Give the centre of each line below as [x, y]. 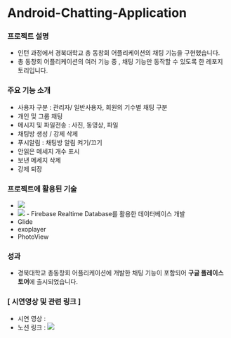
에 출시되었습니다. [54, 282]
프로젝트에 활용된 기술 [42, 189]
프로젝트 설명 [28, 37]
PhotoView [33, 237]
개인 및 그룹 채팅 [40, 116]
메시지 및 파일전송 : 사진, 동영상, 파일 [68, 125]
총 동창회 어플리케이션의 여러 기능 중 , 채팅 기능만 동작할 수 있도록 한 [111, 62]
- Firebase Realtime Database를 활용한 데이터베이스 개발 [106, 214]
